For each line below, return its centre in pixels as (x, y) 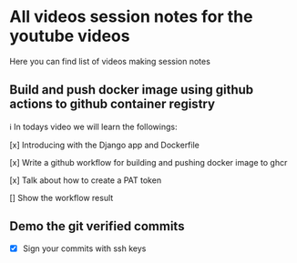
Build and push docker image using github (132, 90)
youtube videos (70, 36)
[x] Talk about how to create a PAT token (86, 180)
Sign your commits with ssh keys (84, 248)
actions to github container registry (113, 104)
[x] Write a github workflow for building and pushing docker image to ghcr (148, 162)
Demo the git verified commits (97, 226)
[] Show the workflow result (61, 197)
